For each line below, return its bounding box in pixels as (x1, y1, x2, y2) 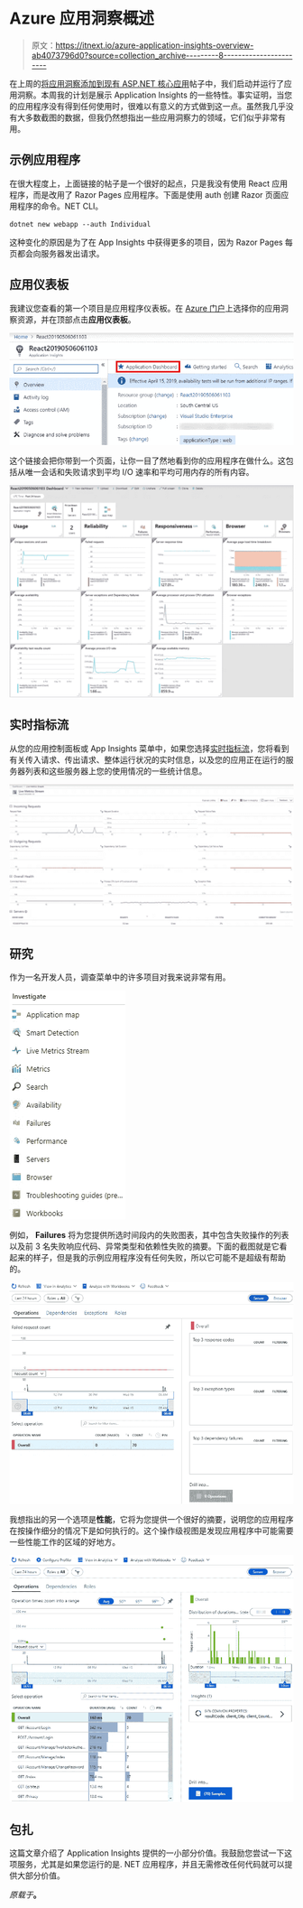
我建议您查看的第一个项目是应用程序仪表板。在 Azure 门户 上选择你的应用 (9, 302, 281, 313)
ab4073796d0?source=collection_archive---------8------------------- (31, 50, 293, 60)
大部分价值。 (16, 1870, 65, 1881)
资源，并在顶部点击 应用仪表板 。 (16, 313, 136, 325)
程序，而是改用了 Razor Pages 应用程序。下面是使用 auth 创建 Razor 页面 (9, 189, 281, 200)
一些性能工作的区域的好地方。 (9, 1536, 120, 1547)
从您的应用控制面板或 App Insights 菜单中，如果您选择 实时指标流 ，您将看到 (9, 742, 290, 754)
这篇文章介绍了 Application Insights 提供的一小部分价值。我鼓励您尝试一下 (9, 1848, 285, 1858)
